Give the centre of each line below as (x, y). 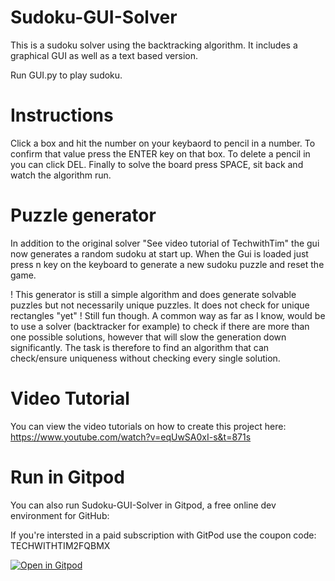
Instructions (62, 115)
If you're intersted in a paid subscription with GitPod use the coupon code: (163, 535)
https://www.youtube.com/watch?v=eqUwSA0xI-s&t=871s (131, 437)
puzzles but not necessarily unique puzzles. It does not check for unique (160, 305)
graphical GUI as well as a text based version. (104, 55)
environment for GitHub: (60, 515)
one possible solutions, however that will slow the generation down (148, 337)
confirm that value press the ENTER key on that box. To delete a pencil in (160, 153)
